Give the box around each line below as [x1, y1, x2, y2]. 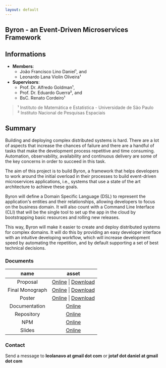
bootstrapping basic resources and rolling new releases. [5, 214, 120, 220]
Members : [12, 63, 34, 69]
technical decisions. [5, 245, 46, 251]
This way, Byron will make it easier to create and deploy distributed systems [5, 224, 160, 230]
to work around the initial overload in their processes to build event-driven [5, 173, 157, 179]
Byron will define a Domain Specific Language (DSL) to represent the [5, 193, 146, 199]
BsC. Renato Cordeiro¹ [19, 95, 65, 101]
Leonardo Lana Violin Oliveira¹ [19, 74, 81, 80]
